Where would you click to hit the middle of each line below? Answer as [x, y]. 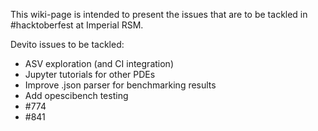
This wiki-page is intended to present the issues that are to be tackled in [159, 14]
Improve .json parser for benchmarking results [120, 85]
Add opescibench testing [76, 95]
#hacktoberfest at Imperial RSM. [77, 25]
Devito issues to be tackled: [67, 44]
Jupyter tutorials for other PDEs [90, 74]
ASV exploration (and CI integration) [99, 63]
